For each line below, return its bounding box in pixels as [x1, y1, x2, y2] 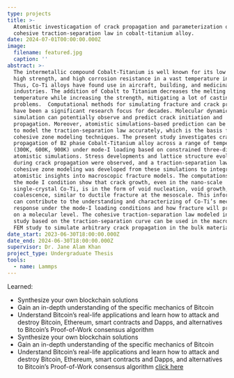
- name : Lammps [13, 263, 58, 270]
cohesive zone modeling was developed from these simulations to [13, 165, 208, 173]
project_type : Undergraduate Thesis [7, 250, 114, 257]
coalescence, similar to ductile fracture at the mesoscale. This [13, 192, 210, 199]
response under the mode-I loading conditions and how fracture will [13, 205, 219, 212]
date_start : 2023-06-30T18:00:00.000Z [7, 231, 120, 238]
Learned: [7, 282, 33, 290]
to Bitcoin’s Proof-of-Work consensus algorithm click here [17, 362, 184, 370]
